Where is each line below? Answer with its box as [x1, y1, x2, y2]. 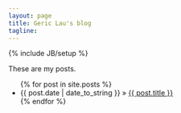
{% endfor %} [19, 97, 67, 107]
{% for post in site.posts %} [19, 79, 113, 89]
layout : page [8, 11, 52, 20]
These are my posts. [8, 64, 76, 74]
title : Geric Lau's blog [8, 19, 92, 27]
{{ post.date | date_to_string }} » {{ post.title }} [19, 88, 174, 98]
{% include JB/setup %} [8, 49, 88, 59]
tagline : [8, 26, 38, 34]
